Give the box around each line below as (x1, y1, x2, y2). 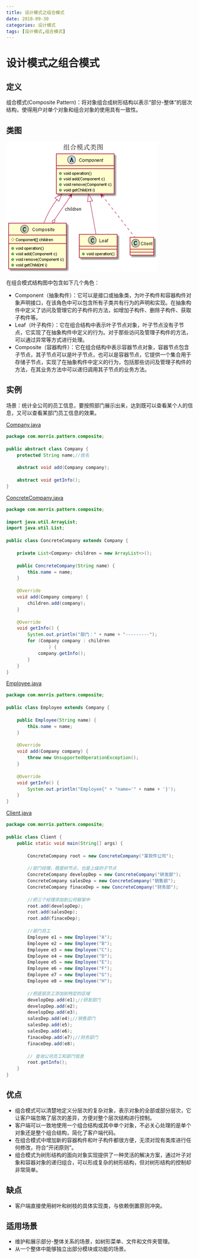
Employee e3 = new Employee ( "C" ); (27, 947, 113, 953)
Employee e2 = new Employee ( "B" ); (27, 940, 113, 946)
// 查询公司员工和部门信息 (27, 1053, 84, 1059)
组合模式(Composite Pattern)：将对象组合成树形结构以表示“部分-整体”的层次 (6, 99, 192, 106)
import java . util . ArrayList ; (6, 519, 78, 525)
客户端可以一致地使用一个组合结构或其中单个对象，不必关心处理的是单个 (14, 1121, 191, 1129)
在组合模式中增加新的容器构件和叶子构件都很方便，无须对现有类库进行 (14, 1136, 187, 1143)
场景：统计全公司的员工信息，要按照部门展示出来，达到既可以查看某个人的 (6, 401, 188, 409)
